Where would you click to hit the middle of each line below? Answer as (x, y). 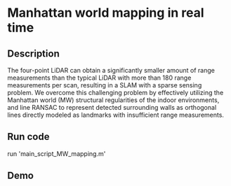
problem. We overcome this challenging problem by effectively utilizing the (115, 93)
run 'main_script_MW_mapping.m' (57, 153)
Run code (28, 137)
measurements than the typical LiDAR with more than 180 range (99, 78)
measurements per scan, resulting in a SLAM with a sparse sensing (105, 85)
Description (33, 53)
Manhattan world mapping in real (106, 13)
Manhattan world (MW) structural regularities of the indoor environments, (113, 100)
